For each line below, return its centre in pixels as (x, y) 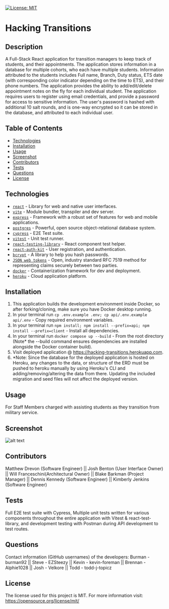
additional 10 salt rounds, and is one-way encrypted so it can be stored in (81, 107)
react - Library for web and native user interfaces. (65, 206)
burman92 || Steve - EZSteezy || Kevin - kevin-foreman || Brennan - (76, 562)
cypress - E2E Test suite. (38, 233)
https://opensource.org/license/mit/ (42, 601)
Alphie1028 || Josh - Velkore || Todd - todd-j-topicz (59, 568)
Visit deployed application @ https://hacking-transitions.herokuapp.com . (88, 352)
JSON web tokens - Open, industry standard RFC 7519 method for (79, 260)
